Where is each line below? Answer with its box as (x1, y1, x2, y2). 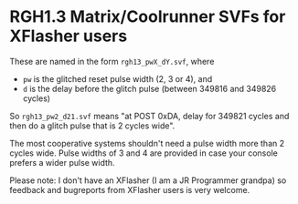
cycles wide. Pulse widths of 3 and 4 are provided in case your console (9, 148, 279, 158)
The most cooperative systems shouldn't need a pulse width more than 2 (9, 138, 285, 148)
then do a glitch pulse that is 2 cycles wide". (9, 120, 176, 131)
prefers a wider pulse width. (9, 157, 116, 168)
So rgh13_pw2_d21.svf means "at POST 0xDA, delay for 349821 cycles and (9, 110, 290, 121)
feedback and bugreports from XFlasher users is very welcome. (9, 184, 250, 195)
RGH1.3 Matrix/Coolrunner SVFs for (9, 6, 286, 27)
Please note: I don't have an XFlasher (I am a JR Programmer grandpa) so (9, 175, 287, 186)
